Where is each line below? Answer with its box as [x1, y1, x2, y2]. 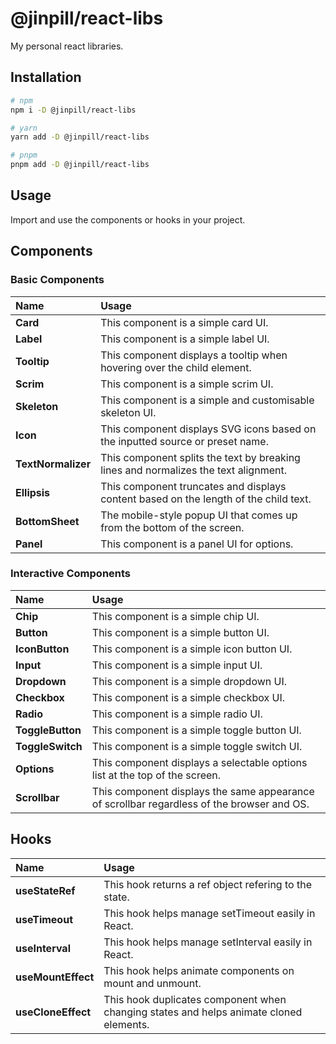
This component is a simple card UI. [100, 315, 269, 329]
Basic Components [10, 273, 105, 287]
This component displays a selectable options [91, 755, 308, 769]
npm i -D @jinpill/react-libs [10, 105, 137, 115]
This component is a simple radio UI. [91, 707, 263, 721]
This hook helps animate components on [103, 963, 295, 977]
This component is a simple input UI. [91, 658, 263, 672]
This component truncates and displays [100, 479, 287, 493]
